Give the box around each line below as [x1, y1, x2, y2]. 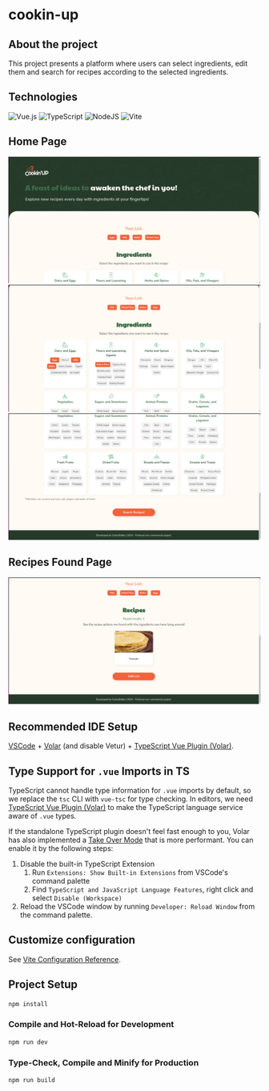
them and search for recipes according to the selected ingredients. [8, 67, 229, 77]
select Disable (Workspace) [31, 892, 122, 902]
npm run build [8, 1076, 56, 1084]
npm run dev [8, 1038, 48, 1046]
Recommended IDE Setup [8, 720, 139, 733]
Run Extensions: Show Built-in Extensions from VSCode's [31, 867, 228, 877]
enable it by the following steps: [8, 843, 114, 853]
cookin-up [8, 6, 79, 24]
